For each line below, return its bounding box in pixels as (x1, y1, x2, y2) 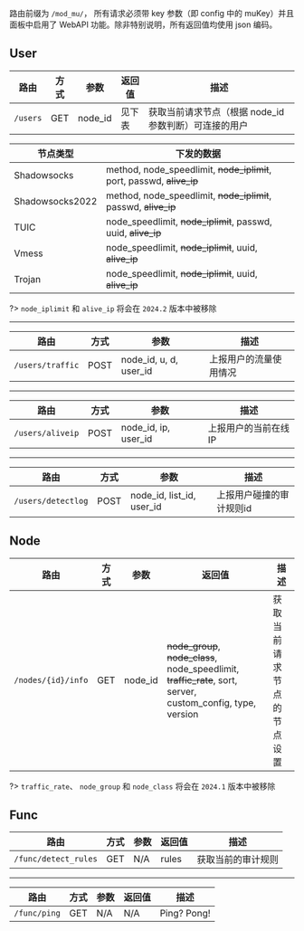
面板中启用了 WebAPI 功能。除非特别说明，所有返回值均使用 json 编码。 (9, 19, 278, 30)
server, (166, 685, 197, 698)
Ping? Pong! (159, 907, 211, 920)
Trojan (14, 272, 42, 285)
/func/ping (14, 908, 61, 918)
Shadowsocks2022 (14, 195, 98, 207)
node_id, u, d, (120, 353, 178, 366)
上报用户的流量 (209, 352, 273, 365)
